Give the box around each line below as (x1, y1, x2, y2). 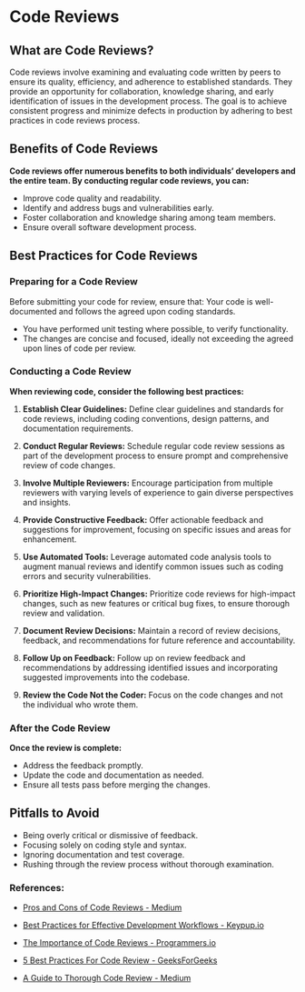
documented (9, 306, 57, 316)
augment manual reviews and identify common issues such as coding (22, 561, 284, 572)
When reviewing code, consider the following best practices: (9, 386, 244, 396)
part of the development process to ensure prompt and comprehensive (22, 450, 289, 461)
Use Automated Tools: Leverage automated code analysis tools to (22, 551, 272, 562)
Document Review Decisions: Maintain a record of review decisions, (22, 625, 281, 636)
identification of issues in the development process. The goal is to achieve (9, 95, 288, 106)
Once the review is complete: (9, 743, 123, 754)
